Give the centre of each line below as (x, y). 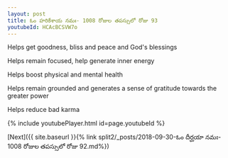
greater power (28, 96)
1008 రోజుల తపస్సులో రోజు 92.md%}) (59, 147)
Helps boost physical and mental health (65, 74)
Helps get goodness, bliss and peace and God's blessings (92, 47)
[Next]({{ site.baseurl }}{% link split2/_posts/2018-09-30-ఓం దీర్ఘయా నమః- (114, 137)
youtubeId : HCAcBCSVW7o (43, 27)
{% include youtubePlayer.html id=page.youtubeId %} (86, 123)
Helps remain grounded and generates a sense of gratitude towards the (112, 89)
